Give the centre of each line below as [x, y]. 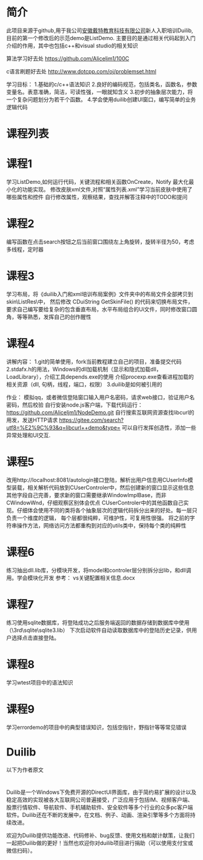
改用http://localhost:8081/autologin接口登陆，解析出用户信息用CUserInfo [97, 479]
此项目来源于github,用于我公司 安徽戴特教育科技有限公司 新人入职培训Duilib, [100, 30]
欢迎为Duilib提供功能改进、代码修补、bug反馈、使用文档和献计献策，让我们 [101, 835]
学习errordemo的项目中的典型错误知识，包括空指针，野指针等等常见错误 [96, 727]
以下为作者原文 [25, 770]
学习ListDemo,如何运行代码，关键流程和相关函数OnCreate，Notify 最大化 [98, 182]
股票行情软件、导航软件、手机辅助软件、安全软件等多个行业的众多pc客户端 [100, 807]
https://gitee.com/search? [92, 420]
